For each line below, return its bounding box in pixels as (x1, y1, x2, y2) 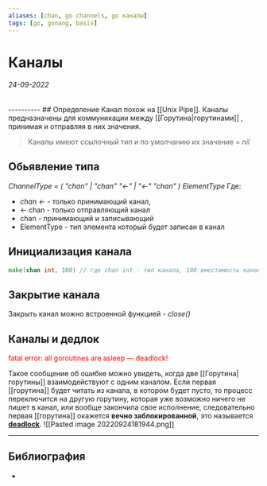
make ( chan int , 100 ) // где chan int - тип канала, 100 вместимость (8, 266, 240, 274)
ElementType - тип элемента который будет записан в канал (19, 222, 225, 231)
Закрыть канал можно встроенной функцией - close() (8, 309, 191, 319)
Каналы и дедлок (8, 332, 99, 346)
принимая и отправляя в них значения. (8, 121, 141, 131)
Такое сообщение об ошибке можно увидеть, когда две (8, 369, 199, 379)
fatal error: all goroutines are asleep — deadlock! (8, 353, 168, 363)
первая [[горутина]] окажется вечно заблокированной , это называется (8, 411, 253, 421)
